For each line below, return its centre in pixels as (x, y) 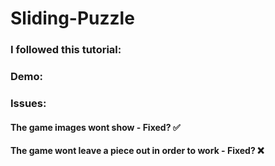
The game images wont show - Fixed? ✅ (95, 127)
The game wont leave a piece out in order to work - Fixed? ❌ (137, 151)
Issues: (28, 103)
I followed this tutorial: (66, 50)
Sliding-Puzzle (72, 18)
